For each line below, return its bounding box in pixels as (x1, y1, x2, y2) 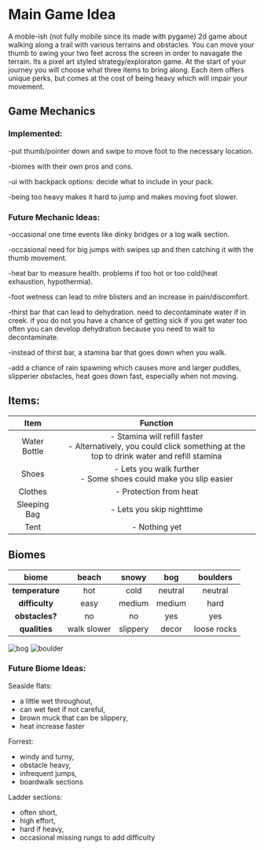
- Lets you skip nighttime (109, 503, 203, 514)
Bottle (22, 445, 44, 456)
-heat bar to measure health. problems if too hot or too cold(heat (8, 268, 218, 277)
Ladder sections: (8, 792, 63, 801)
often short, (19, 807, 57, 817)
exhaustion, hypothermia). (8, 277, 93, 286)
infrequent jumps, (19, 768, 77, 778)
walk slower (67, 623, 112, 634)
